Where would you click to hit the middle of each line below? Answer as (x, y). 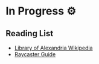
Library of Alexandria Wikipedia (53, 48)
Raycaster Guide (35, 54)
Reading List (30, 34)
